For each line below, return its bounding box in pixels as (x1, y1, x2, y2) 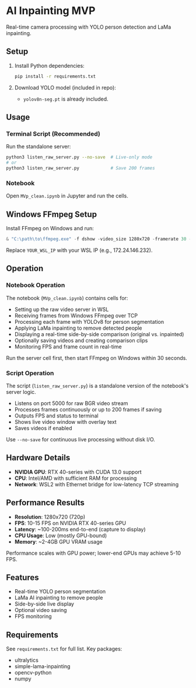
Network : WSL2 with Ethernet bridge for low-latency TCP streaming (14, 480, 179, 488)
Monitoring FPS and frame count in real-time (14, 343, 122, 350)
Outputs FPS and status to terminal (14, 412, 99, 419)
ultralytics (14, 656, 39, 664)
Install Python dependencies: (14, 62, 85, 69)
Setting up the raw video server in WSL (14, 306, 109, 313)
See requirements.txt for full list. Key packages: (6, 645, 123, 652)
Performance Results (6, 498, 85, 508)
